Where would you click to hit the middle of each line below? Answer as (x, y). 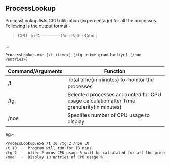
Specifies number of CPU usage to (109, 115)
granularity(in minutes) (95, 107)
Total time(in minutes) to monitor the (111, 79)
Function (115, 71)
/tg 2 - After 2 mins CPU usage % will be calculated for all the (79, 153)
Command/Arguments (35, 71)
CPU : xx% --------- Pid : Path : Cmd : (57, 35)
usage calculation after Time (101, 101)
